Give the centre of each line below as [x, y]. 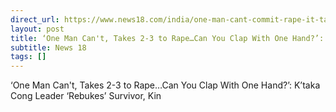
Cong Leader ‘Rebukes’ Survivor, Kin [86, 96]
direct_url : [35, 19]
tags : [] [28, 57]
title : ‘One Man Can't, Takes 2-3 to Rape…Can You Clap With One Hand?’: [167, 38]
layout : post [37, 29]
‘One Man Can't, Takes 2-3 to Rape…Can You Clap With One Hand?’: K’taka [165, 85]
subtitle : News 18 [48, 47]
